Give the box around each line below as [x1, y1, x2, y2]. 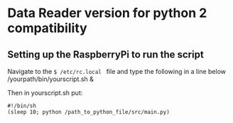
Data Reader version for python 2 [7, 5, 207, 21]
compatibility [7, 20, 87, 36]
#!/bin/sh [7, 102, 37, 109]
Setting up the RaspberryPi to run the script [7, 48, 204, 60]
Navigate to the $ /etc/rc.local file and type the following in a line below [7, 68, 226, 75]
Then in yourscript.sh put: [7, 89, 83, 97]
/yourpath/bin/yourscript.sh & [7, 75, 94, 83]
